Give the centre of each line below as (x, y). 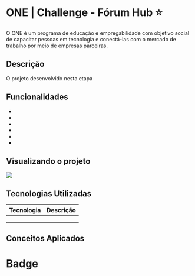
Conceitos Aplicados (45, 238)
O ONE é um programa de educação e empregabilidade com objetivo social (98, 33)
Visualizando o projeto (48, 161)
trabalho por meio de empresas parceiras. (57, 46)
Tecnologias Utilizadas (49, 194)
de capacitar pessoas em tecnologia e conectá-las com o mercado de (91, 39)
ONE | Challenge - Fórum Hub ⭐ (85, 13)
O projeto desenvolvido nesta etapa (49, 78)
